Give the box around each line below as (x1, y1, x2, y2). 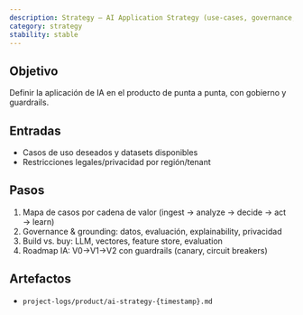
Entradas (9, 123, 61, 138)
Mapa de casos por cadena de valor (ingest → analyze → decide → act (22, 207, 287, 218)
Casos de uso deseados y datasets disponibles (22, 147, 198, 158)
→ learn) (22, 216, 55, 227)
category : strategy (9, 22, 83, 31)
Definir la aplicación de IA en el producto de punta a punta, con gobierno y (9, 88, 287, 98)
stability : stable (9, 30, 78, 39)
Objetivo (9, 63, 59, 79)
